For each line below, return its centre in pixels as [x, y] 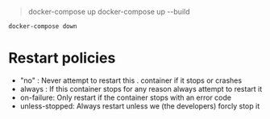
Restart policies [62, 58]
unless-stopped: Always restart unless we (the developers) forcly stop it [140, 106]
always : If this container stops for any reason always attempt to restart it [141, 88]
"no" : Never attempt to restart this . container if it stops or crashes [131, 80]
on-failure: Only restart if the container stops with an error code [126, 97]
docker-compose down [43, 27]
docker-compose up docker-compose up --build [109, 12]
